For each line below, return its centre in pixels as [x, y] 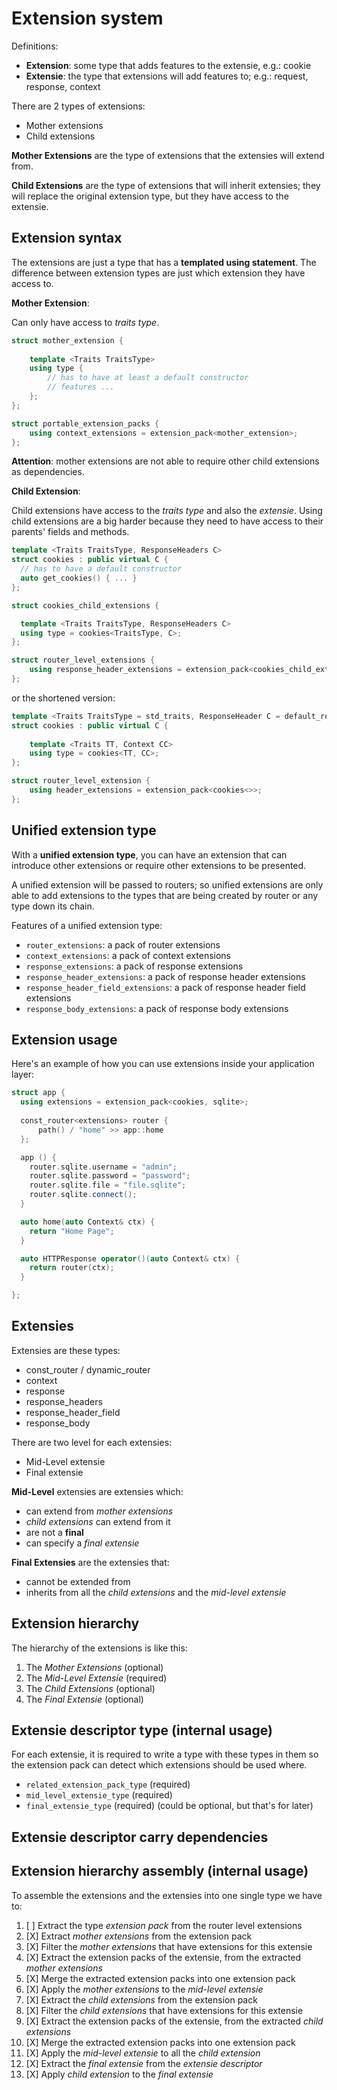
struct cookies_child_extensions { [85, 605]
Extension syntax [67, 238]
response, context [63, 86]
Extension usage [64, 1039]
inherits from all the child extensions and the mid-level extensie [156, 1592]
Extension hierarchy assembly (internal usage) [160, 1871]
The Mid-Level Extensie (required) [96, 1678]
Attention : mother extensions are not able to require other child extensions [165, 461]
